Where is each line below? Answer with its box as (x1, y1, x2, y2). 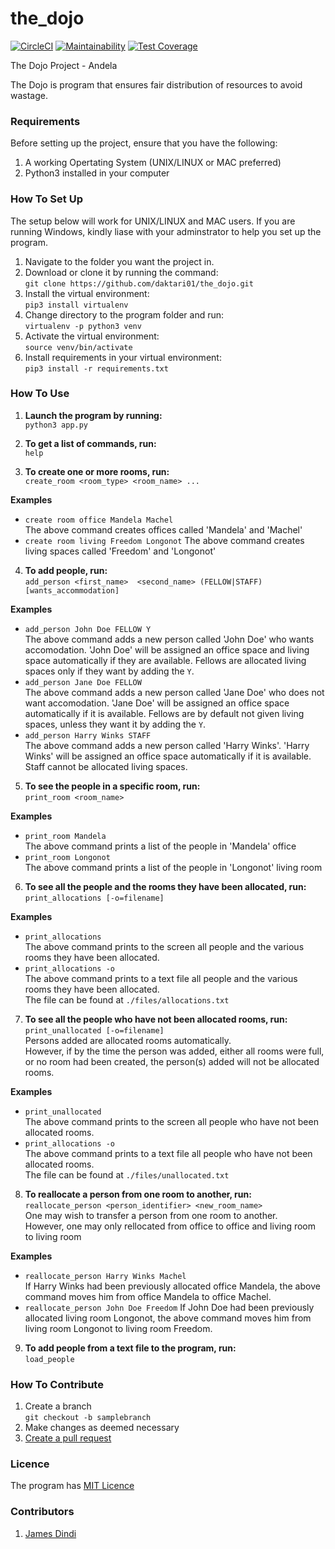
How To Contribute (10, 1377, 104, 1391)
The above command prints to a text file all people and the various (24, 972, 298, 984)
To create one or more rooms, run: (24, 465, 170, 477)
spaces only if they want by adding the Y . (24, 665, 195, 677)
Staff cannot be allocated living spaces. (24, 760, 188, 772)
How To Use (10, 387, 70, 401)
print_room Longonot (24, 852, 111, 862)
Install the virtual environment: (24, 287, 150, 299)
